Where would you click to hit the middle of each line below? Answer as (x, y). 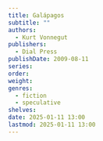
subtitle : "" (29, 23)
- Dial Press (36, 52)
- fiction (31, 96)
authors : (22, 30)
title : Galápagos (36, 15)
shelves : (22, 110)
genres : (21, 88)
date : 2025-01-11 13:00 (47, 117)
